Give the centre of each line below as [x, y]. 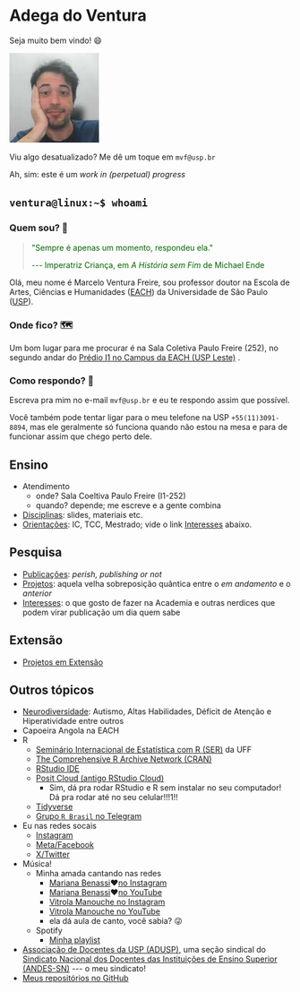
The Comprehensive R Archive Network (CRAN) [124, 759]
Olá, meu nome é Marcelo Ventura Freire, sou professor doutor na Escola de [150, 282]
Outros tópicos [51, 690]
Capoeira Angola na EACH [70, 730]
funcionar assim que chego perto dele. [81, 436]
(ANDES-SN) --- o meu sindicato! [84, 969]
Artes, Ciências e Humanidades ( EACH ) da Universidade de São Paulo [139, 291]
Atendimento [46, 487]
